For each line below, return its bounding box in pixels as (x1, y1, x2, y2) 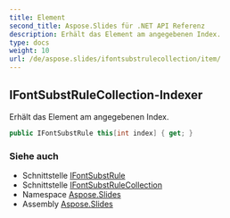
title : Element (9, 13, 66, 22)
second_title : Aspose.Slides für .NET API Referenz (9, 21, 205, 30)
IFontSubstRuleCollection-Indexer (9, 88, 203, 103)
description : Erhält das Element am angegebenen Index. (9, 29, 221, 38)
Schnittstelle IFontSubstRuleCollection (21, 180, 163, 190)
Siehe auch (9, 149, 60, 162)
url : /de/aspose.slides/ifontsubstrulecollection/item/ (9, 54, 221, 63)
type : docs (9, 38, 50, 47)
